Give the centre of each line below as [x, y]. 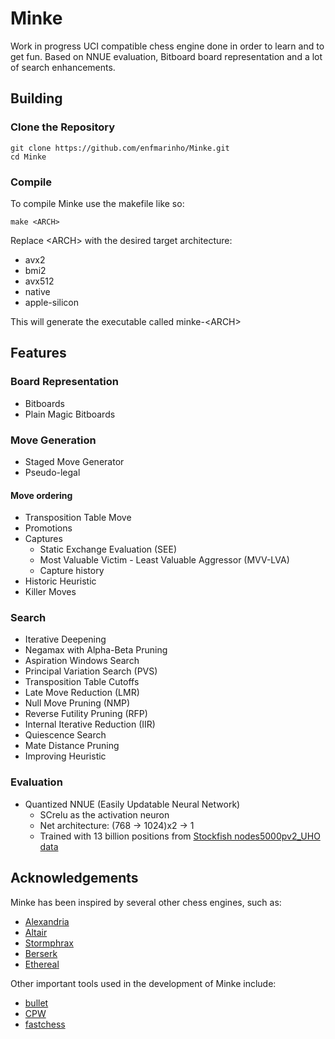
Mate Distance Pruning [72, 746]
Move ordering [41, 495]
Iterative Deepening [65, 639]
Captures [43, 539]
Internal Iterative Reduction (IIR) [90, 724]
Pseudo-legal [52, 472]
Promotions [48, 528]
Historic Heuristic [60, 581]
